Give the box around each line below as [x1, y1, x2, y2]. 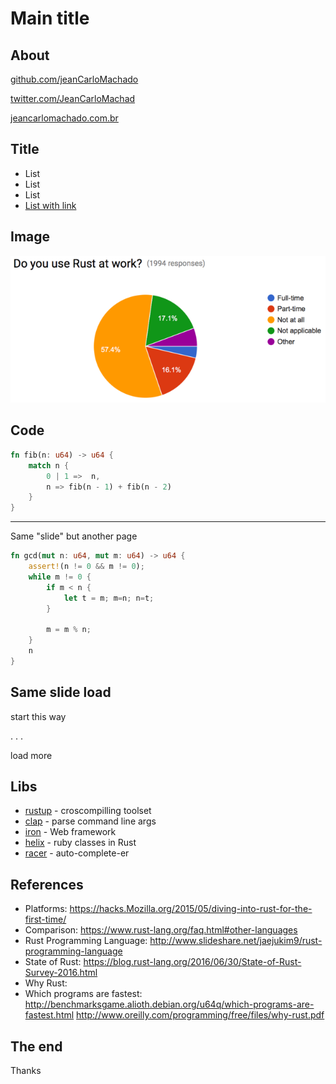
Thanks [10, 1065, 42, 1077]
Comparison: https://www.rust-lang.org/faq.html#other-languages [24, 924, 298, 936]
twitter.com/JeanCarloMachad [10, 93, 136, 104]
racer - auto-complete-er [24, 847, 130, 859]
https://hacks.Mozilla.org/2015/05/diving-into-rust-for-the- [69, 903, 313, 915]
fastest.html [24, 1009, 75, 1021]
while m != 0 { [28, 572, 92, 582]
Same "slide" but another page [10, 530, 138, 542]
